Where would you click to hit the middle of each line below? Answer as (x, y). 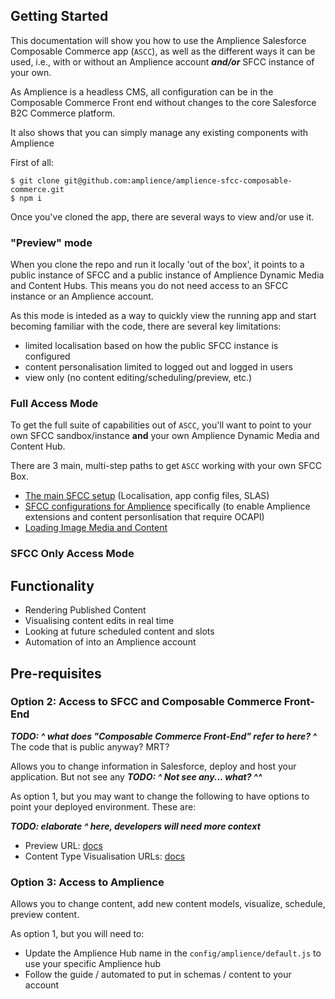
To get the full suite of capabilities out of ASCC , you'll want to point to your (161, 425)
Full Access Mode (54, 404)
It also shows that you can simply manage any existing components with (159, 132)
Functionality (52, 585)
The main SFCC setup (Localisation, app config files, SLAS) (147, 496)
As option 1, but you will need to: (77, 934)
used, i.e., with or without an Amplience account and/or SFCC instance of (162, 61)
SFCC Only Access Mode (72, 554)
